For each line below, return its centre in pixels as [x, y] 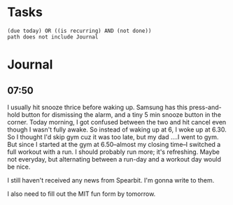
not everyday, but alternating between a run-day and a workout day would [114, 159]
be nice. [19, 167]
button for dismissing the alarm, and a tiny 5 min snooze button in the [121, 114]
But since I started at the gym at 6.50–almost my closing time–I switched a [114, 144]
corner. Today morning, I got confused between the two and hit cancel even [117, 122]
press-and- [205, 107]
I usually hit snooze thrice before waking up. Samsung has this [97, 107]
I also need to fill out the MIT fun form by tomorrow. [82, 194]
